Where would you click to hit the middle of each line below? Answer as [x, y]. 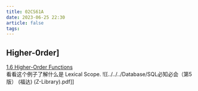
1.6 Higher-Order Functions [40, 67]
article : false [25, 23]
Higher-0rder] [33, 52]
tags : [13, 28]
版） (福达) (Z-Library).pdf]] [40, 82]
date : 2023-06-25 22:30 [36, 17]
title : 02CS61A [25, 12]
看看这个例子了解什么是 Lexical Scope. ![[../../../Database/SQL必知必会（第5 [99, 74]
